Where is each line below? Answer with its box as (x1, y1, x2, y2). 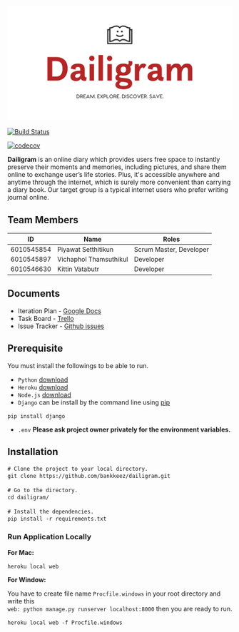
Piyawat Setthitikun (56, 245, 114, 253)
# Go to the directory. (7, 487, 78, 494)
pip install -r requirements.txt (7, 516, 107, 523)
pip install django (7, 412, 66, 419)
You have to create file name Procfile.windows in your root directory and (7, 589, 221, 598)
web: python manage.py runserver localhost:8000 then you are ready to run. (7, 604, 233, 613)
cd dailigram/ (7, 494, 50, 501)
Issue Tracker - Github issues (17, 322, 105, 330)
